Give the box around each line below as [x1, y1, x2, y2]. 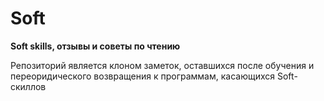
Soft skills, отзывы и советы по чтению [10, 40, 181, 52]
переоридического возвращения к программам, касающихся [10, 70, 276, 82]
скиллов [10, 80, 47, 92]
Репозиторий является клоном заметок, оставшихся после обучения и [10, 59, 315, 71]
